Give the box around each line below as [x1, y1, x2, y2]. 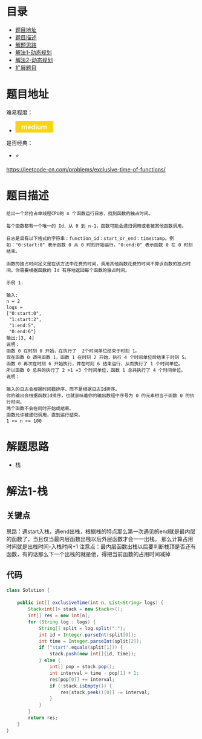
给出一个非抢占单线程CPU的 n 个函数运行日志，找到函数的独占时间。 [6, 210, 153, 216]
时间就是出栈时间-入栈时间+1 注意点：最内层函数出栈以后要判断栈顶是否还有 [6, 543, 197, 550]
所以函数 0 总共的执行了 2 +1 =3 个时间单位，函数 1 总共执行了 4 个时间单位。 [6, 367, 186, 373]
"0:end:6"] [8, 328, 36, 334]
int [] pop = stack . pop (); [49, 664, 115, 670]
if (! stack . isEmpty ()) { [49, 683, 112, 689]
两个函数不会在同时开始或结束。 [6, 405, 74, 411]
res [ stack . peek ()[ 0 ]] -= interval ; [60, 689, 150, 695]
